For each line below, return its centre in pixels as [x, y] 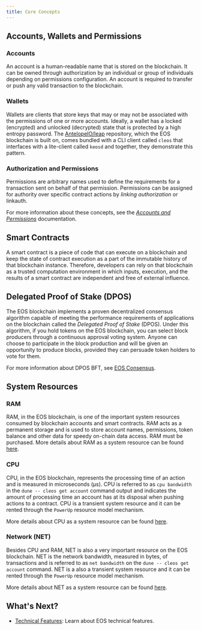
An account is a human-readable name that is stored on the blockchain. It [97, 66]
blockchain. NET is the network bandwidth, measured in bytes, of [87, 556]
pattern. [16, 153]
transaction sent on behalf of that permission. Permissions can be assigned [100, 188]
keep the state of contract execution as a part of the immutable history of [97, 258]
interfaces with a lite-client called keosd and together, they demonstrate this [100, 146]
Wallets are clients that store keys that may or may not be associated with [97, 114]
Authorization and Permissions [52, 168]
